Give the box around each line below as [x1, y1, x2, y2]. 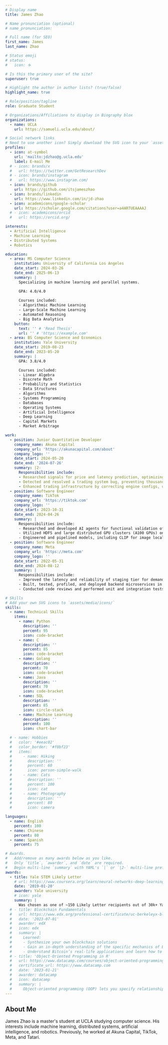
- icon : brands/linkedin [9, 192, 61, 197]
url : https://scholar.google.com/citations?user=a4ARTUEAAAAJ [14, 206, 146, 211]
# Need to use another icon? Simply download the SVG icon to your [5, 140, 149, 145]
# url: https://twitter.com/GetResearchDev [9, 168, 106, 173]
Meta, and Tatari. [5, 1034, 40, 1040]
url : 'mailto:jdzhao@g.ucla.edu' [14, 154, 84, 159]
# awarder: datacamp [9, 972, 57, 977]
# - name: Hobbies [9, 735, 48, 740]
